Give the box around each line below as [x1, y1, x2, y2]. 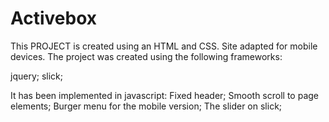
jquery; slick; [10, 70, 63, 82]
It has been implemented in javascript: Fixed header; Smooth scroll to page [10, 89, 319, 101]
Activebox [10, 7, 98, 30]
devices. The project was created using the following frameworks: [10, 50, 283, 62]
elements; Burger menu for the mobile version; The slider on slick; [10, 100, 283, 112]
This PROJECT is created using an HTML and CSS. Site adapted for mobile [10, 40, 318, 52]
